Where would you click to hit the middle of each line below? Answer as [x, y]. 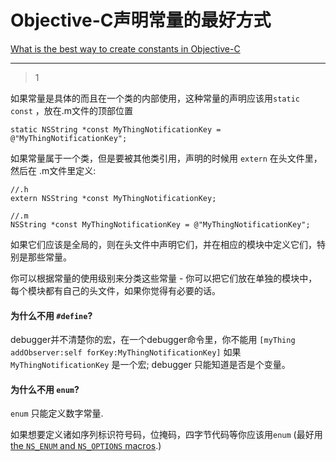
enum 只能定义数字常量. [57, 413]
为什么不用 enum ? [45, 389]
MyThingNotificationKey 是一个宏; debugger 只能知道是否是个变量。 [150, 365]
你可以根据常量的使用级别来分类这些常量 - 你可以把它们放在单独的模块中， [164, 278]
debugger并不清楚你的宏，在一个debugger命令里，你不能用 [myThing [153, 340]
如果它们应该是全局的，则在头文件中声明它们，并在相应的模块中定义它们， [163, 244]
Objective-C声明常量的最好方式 [141, 20]
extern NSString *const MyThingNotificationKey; [113, 198]
